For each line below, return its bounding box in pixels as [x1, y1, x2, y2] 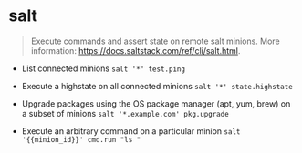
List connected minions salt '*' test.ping [21, 63, 186, 74]
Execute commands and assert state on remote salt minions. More [30, 36, 280, 46]
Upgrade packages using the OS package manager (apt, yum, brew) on [21, 97, 291, 109]
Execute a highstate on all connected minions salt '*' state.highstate [21, 80, 293, 91]
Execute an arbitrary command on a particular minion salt [21, 125, 241, 137]
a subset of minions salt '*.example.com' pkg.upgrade [21, 107, 229, 118]
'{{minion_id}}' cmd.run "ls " [21, 135, 141, 144]
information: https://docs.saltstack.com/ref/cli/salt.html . [30, 45, 241, 56]
